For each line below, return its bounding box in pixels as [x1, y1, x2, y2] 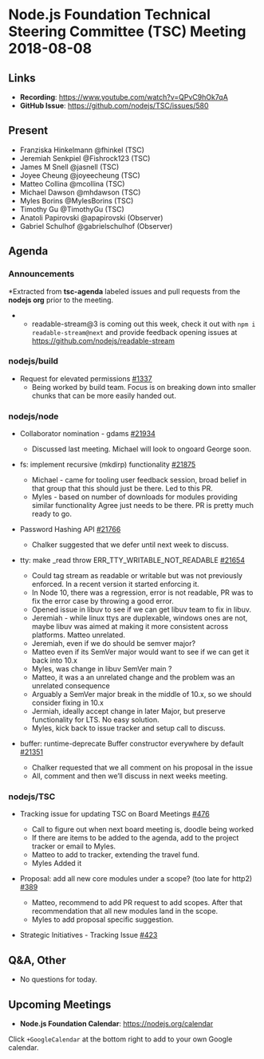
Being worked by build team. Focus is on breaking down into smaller [31, 382, 257, 392]
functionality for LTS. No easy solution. [31, 715, 160, 725]
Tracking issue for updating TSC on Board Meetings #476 [19, 809, 210, 819]
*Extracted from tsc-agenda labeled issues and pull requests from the [8, 286, 241, 296]
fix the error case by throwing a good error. [31, 596, 174, 606]
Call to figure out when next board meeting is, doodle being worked [31, 825, 254, 834]
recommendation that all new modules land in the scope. [31, 907, 219, 916]
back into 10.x [31, 655, 78, 665]
